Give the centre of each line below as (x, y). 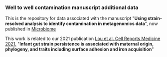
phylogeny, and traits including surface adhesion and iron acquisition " (80, 49)
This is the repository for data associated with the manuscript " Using (76, 18)
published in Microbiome (31, 29)
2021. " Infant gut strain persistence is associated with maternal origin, (79, 44)
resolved (14, 23)
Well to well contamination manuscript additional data (72, 7)
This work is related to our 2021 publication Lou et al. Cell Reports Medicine (83, 38)
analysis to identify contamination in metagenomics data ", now (91, 23)
